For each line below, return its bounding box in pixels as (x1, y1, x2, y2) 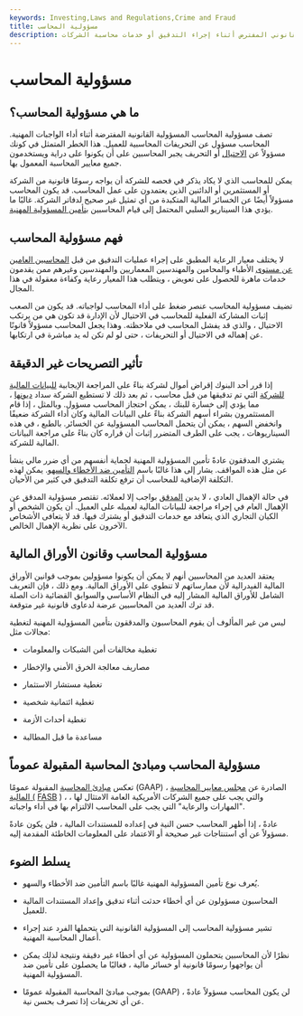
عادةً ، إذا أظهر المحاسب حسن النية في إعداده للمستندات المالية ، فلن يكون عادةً (9, 818, 279, 829)
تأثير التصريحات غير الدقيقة (9, 355, 142, 371)
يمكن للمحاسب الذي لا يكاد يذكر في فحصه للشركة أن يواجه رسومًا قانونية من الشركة (9, 175, 293, 186)
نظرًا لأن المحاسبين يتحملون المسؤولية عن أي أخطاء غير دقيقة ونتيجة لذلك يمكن (22, 950, 290, 961)
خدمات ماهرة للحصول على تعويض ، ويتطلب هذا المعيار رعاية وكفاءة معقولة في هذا (9, 273, 287, 285)
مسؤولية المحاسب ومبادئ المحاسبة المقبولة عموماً (9, 757, 261, 773)
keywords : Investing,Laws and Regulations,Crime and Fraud (9, 13, 236, 23)
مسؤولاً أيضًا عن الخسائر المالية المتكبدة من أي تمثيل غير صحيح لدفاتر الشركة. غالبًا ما (9, 194, 294, 205)
